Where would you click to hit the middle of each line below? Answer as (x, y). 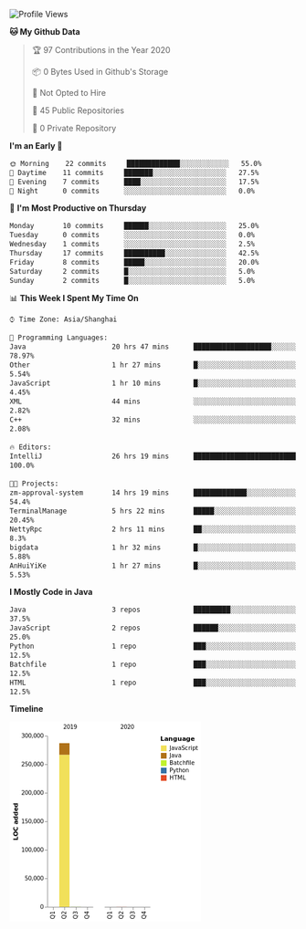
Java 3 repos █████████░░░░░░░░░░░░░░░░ (153, 610)
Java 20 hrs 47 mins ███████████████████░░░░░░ (153, 347)
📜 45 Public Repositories (78, 110)
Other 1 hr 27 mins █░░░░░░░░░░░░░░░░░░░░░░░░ (153, 365)
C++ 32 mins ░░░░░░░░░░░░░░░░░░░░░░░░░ (153, 420)
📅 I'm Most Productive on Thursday (78, 208)
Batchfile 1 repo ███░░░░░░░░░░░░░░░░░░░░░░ (153, 664)
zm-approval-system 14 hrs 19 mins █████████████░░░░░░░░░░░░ (153, 493)
